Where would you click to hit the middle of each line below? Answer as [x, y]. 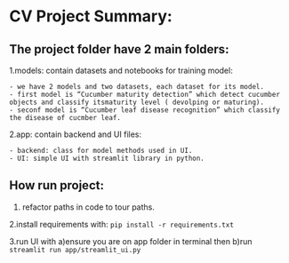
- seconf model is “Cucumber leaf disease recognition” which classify [144, 110]
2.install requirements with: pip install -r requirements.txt [121, 224]
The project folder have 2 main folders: [119, 49]
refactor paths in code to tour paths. [88, 207]
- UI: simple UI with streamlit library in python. [107, 158]
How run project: [57, 185]
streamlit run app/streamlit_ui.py [75, 250]
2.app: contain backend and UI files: [76, 134]
